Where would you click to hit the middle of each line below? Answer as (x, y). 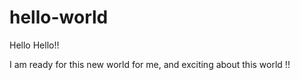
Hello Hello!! (34, 45)
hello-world (59, 17)
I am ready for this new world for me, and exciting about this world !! (150, 64)
